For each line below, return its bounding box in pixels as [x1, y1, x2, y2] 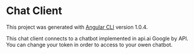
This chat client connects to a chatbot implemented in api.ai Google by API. [6, 35, 189, 42]
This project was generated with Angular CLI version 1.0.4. [6, 23, 148, 31]
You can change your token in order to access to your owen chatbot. [6, 41, 173, 48]
